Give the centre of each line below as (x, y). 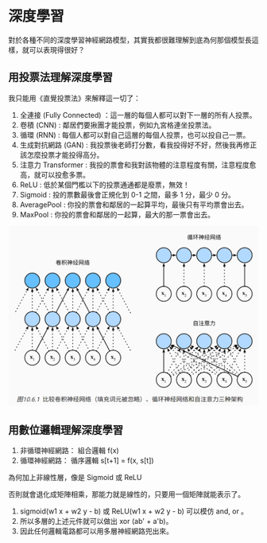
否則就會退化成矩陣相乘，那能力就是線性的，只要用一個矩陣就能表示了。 (126, 494)
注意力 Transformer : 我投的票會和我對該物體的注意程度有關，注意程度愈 (138, 165)
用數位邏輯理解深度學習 (66, 430)
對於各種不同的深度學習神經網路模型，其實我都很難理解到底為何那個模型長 (130, 40)
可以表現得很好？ (57, 49)
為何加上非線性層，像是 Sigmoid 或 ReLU (75, 478)
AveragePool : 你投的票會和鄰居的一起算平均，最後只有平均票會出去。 (134, 205)
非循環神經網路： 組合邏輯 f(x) (69, 451)
